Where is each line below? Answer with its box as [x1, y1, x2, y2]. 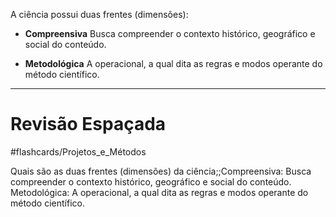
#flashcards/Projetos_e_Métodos [10, 145, 147, 158]
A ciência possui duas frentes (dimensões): [10, 9, 189, 20]
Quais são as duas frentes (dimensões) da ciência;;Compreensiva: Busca [10, 165, 312, 177]
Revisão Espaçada [10, 113, 167, 136]
